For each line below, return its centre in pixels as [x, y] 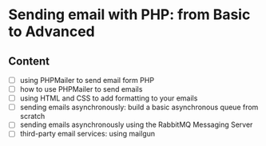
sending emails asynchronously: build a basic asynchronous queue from [139, 107]
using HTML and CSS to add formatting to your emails [109, 98]
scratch [32, 116]
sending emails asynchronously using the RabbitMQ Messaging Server [136, 124]
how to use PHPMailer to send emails [81, 89]
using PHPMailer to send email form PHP [87, 80]
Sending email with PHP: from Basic [129, 15]
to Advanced [52, 32]
